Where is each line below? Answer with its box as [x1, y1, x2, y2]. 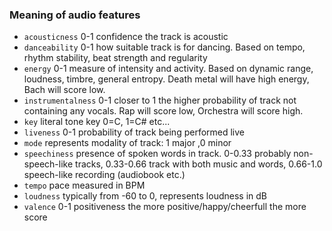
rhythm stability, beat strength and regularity [23, 52, 208, 64]
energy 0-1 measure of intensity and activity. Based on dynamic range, [23, 63, 314, 75]
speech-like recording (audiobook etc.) [23, 169, 186, 181]
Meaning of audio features [9, 8, 141, 22]
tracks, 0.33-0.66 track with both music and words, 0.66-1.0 [75, 158, 323, 170]
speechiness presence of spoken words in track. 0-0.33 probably [23, 148, 292, 160]
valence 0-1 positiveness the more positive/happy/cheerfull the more [23, 201, 307, 213]
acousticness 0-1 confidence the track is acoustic [23, 31, 229, 43]
